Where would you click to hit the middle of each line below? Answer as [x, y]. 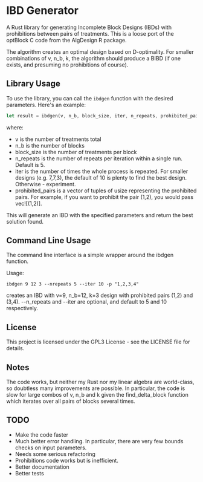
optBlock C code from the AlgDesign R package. [66, 40]
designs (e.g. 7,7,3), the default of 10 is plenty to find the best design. [101, 177]
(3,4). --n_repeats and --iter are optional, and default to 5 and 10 [87, 302]
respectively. [22, 308]
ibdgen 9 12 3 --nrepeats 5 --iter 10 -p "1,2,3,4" [72, 284]
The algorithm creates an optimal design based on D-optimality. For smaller [100, 51]
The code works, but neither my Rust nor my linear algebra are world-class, [100, 382]
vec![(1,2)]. [28, 203]
